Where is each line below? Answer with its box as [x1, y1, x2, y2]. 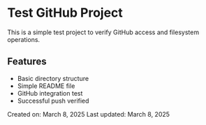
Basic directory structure [17, 74, 89, 82]
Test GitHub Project [7, 5, 124, 21]
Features [7, 56, 47, 68]
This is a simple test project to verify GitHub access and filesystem [7, 28, 200, 36]
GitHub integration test [17, 89, 83, 97]
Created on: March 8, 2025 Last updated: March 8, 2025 [7, 110, 170, 118]
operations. [7, 35, 41, 43]
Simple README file [17, 82, 75, 90]
